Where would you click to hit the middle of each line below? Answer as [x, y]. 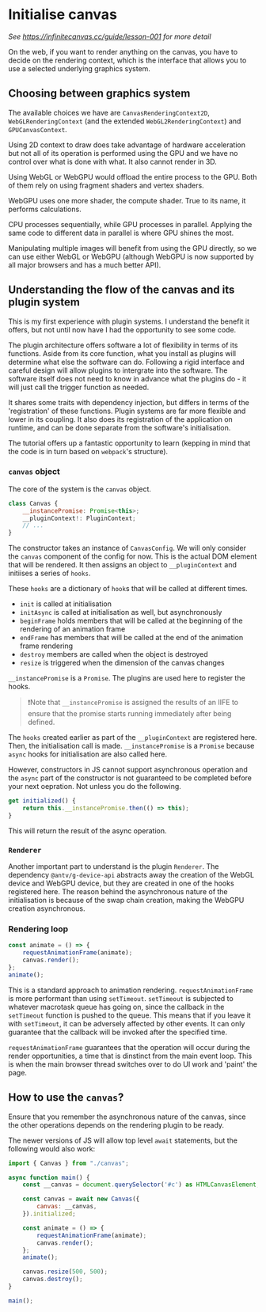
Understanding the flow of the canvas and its [122, 290]
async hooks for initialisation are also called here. [88, 754]
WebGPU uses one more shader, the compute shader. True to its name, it [127, 200]
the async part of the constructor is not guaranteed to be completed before [130, 778]
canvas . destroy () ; [53, 1280]
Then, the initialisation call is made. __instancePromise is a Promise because [131, 746]
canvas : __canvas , [67, 1207]
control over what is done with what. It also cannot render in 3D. [113, 161]
